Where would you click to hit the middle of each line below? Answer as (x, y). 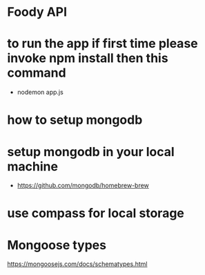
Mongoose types (57, 245)
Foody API (37, 12)
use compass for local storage (96, 213)
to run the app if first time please (102, 44)
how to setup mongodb (75, 120)
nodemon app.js (40, 92)
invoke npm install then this (88, 58)
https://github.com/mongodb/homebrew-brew (83, 186)
